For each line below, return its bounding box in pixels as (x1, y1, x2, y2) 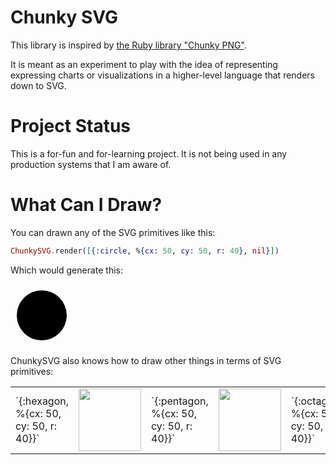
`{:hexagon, (15, 394, 70, 408)
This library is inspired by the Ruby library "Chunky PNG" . (10, 39, 247, 51)
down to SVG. (10, 79, 67, 91)
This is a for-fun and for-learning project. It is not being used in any (10, 147, 288, 160)
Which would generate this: (10, 264, 123, 276)
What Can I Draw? (10, 194, 163, 216)
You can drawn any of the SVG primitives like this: (10, 226, 216, 238)
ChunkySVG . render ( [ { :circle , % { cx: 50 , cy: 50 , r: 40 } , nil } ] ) (10, 246, 280, 256)
